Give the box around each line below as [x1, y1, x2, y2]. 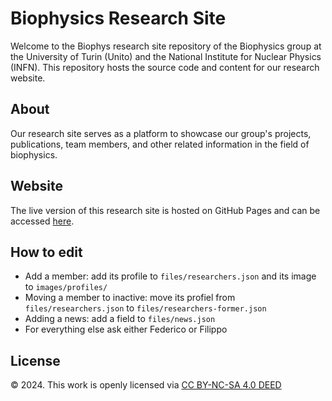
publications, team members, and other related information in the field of [10, 138, 310, 150]
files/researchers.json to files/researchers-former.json [24, 302, 267, 314]
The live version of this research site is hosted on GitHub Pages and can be [10, 204, 321, 216]
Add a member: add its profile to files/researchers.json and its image [24, 270, 317, 282]
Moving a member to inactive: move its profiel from [24, 292, 236, 304]
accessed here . [10, 215, 75, 227]
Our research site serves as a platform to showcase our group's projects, [10, 127, 312, 139]
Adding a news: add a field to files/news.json [24, 313, 216, 325]
